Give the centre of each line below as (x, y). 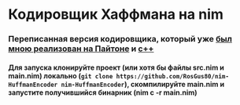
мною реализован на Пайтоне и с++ (81, 49)
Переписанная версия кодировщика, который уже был (120, 39)
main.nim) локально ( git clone (61, 75)
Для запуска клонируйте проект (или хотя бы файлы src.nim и (116, 67)
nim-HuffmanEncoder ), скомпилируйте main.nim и (143, 84)
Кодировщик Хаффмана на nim (116, 14)
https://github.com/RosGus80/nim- (173, 76)
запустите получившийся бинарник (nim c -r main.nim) (103, 92)
